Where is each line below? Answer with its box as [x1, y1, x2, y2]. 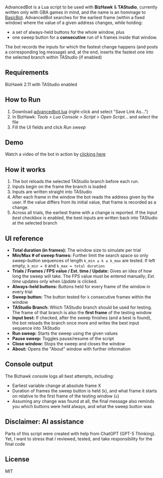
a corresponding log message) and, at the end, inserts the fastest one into [5, 49, 154, 55]
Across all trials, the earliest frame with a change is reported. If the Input [12, 210, 157, 216]
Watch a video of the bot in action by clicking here [5, 151, 106, 157]
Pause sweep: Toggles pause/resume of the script [12, 336, 114, 341]
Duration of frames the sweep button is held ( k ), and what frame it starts [12, 387, 157, 393]
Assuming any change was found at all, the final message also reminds [12, 398, 155, 404]
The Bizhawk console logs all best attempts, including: [5, 373, 114, 379]
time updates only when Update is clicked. [12, 278, 98, 284]
